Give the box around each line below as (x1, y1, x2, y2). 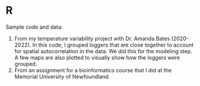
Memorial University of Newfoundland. (14, 73, 111, 80)
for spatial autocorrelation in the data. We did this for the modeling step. (14, 47, 193, 54)
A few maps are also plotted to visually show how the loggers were (14, 54, 180, 61)
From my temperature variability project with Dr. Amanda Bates (14, 35, 171, 42)
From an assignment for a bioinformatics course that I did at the (14, 66, 172, 73)
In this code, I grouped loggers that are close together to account (32, 41, 194, 48)
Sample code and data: (5, 23, 63, 30)
